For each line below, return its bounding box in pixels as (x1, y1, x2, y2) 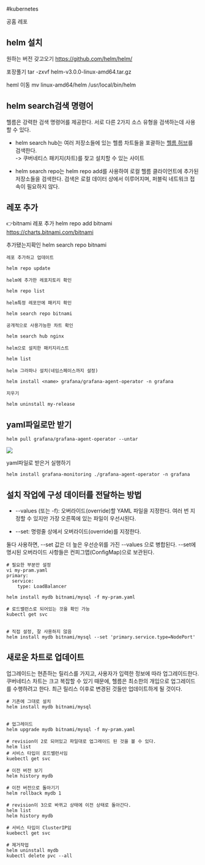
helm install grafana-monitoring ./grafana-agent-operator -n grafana (6, 471, 190, 478)
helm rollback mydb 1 (6, 790, 62, 796)
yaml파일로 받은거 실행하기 (6, 459, 71, 467)
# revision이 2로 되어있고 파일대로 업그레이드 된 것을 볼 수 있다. (6, 738, 157, 745)
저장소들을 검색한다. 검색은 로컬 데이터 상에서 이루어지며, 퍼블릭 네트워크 (15, 175, 188, 182)
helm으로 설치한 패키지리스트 (6, 345, 69, 352)
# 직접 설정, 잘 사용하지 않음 (6, 629, 72, 635)
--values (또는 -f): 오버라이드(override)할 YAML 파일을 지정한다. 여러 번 (15, 507, 189, 514)
